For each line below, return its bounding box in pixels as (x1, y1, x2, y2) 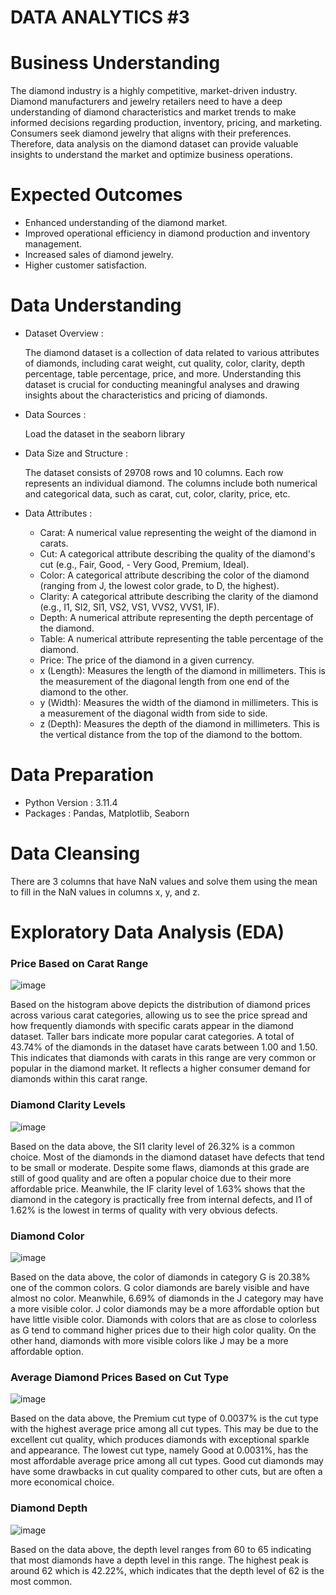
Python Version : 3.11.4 (24, 796, 118, 808)
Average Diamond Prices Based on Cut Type (10, 1370, 229, 1384)
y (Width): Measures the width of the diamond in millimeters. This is (39, 697, 319, 708)
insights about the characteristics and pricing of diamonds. (24, 389, 268, 401)
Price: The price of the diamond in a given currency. (39, 654, 255, 666)
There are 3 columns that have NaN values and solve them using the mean (10, 875, 318, 887)
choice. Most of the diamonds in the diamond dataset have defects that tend (10, 1151, 325, 1163)
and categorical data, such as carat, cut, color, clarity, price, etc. (24, 488, 291, 500)
